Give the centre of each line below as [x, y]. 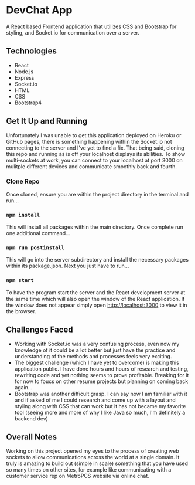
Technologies [32, 51]
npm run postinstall [35, 248]
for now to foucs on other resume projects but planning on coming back [101, 381]
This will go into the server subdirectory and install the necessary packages [97, 260]
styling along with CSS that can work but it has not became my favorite [100, 406]
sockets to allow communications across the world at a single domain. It [93, 457]
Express [24, 77]
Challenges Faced [40, 330]
